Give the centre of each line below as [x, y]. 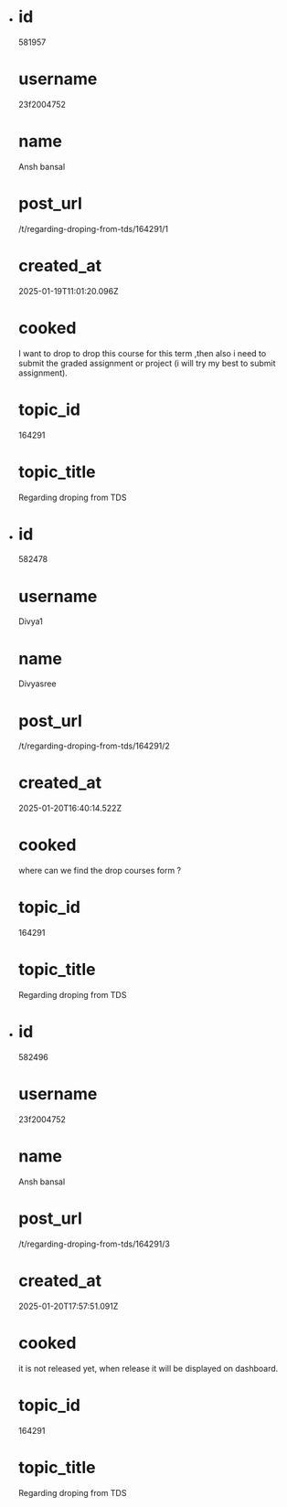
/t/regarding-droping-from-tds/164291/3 [94, 1244]
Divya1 [30, 621]
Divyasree [37, 684]
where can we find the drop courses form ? [100, 871]
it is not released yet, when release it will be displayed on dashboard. [148, 1368]
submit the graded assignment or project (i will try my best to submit [147, 363]
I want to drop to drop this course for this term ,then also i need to [142, 353]
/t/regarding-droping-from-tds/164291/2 [94, 746]
